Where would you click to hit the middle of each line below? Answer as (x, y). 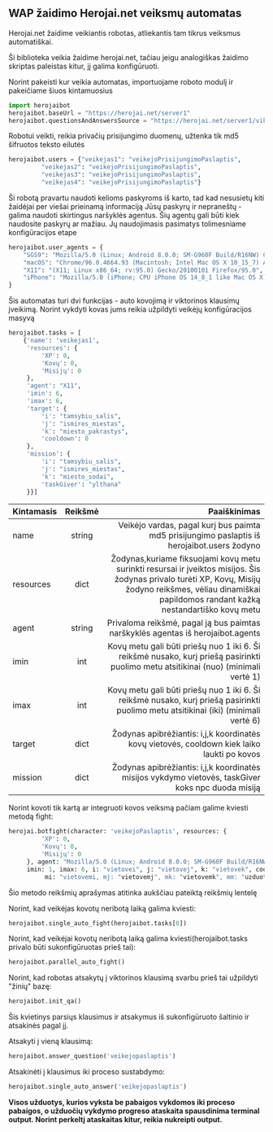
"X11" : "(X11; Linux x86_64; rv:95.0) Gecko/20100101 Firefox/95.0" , (143, 270)
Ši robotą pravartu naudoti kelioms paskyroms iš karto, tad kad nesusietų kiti (136, 198)
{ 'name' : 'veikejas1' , (61, 341)
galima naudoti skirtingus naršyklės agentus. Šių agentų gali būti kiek (124, 215)
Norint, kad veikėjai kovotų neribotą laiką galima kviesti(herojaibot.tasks (128, 938)
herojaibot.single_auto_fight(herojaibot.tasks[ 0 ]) (97, 923)
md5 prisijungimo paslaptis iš (205, 535)
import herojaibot (39, 105)
